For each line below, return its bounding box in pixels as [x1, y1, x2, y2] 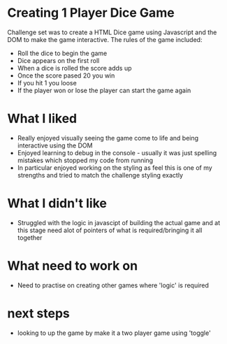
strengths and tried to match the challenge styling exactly [17, 171, 184, 179]
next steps [7, 306, 70, 321]
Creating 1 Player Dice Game [7, 5, 175, 21]
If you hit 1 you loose [17, 78, 77, 87]
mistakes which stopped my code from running [17, 156, 154, 164]
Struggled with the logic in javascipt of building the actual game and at [17, 218, 221, 227]
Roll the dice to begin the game [17, 49, 108, 57]
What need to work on [7, 258, 138, 273]
